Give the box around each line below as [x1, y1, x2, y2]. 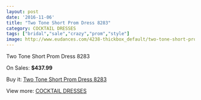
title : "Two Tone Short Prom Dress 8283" [6, 20, 111, 26]
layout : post [6, 8, 39, 15]
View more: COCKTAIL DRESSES [6, 87, 87, 94]
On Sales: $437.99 [6, 64, 53, 71]
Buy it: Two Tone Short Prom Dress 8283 [6, 76, 107, 83]
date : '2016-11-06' [6, 14, 55, 20]
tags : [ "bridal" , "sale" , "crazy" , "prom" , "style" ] [6, 31, 130, 37]
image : [6, 36, 23, 42]
